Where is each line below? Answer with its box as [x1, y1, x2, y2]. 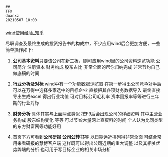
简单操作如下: [5, 46, 34, 53]
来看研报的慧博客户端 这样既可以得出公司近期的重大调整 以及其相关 [17, 140, 156, 146]
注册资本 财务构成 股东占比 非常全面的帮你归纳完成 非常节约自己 [27, 64, 160, 70]
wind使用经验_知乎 [5, 30, 44, 36]
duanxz [5, 13, 19, 18]
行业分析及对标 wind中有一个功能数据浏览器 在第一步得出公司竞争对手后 [12, 81, 162, 87]
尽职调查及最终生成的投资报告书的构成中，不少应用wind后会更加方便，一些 [5, 40, 161, 46]
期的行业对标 [12, 99, 39, 106]
